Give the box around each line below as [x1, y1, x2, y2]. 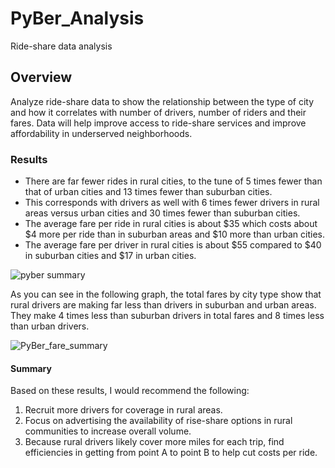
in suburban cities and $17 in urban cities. [24, 250, 197, 262]
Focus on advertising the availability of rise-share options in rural [24, 415, 293, 427]
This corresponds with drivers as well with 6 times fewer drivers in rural [24, 197, 320, 209]
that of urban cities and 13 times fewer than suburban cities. [24, 186, 273, 198]
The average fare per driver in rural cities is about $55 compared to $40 [24, 239, 322, 251]
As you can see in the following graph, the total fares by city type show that [10, 288, 322, 301]
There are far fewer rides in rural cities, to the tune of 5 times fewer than [24, 175, 323, 187]
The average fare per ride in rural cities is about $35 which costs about [24, 218, 318, 230]
